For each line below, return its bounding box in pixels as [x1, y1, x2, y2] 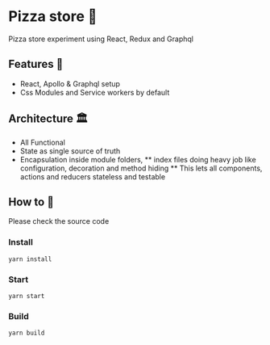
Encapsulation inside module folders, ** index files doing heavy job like [19, 154, 256, 164]
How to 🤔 [8, 195, 55, 208]
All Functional [19, 137, 66, 147]
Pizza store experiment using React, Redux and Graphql [8, 34, 193, 44]
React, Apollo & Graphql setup [19, 78, 121, 88]
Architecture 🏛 [8, 112, 89, 126]
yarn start [8, 292, 45, 300]
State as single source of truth [19, 145, 121, 156]
